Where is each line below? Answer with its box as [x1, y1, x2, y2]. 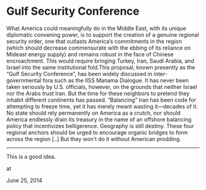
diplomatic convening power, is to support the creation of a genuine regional [6, 31, 199, 38]
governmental [6, 77, 42, 84]
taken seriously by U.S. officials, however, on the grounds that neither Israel [6, 83, 197, 90]
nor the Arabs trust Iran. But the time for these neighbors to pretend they [6, 89, 190, 97]
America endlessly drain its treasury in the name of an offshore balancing [6, 115, 192, 123]
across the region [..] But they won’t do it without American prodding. [6, 135, 181, 142]
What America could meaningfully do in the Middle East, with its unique [6, 25, 187, 32]
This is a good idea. [6, 153, 56, 160]
